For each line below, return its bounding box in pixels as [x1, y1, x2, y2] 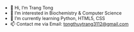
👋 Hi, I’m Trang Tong [10, 5, 54, 10]
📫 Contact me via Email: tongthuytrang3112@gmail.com [10, 21, 129, 27]
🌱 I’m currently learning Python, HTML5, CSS [10, 15, 105, 21]
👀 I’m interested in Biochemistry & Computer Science [10, 10, 122, 16]
